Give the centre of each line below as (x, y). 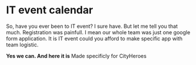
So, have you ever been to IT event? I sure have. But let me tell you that (92, 26)
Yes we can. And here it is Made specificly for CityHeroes (76, 56)
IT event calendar (50, 10)
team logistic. (22, 45)
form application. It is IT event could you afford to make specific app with (94, 38)
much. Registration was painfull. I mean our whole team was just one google (98, 32)
